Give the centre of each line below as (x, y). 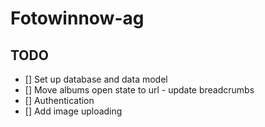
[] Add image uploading (73, 111)
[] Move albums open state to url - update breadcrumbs (139, 90)
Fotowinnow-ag (77, 18)
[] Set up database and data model (96, 79)
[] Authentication (59, 100)
